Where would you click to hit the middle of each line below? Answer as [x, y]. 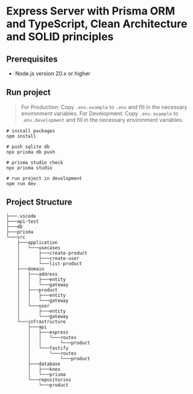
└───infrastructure [42, 322]
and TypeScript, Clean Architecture [97, 24]
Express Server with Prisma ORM [91, 11]
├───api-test [23, 221]
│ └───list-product [50, 264]
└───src [16, 237]
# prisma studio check [35, 162]
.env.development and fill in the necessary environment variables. [102, 119]
